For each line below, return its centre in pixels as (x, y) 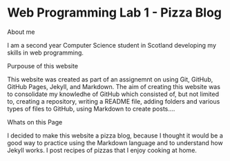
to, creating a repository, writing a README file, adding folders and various (114, 101)
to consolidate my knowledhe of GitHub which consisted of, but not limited (113, 94)
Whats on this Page (35, 122)
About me (21, 32)
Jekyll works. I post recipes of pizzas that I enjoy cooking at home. (102, 150)
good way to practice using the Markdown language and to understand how (115, 142)
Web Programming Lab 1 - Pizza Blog (115, 13)
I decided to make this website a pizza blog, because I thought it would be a (115, 135)
